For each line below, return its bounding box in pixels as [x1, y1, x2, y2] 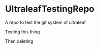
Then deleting [5, 38, 33, 44]
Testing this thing [5, 29, 40, 34]
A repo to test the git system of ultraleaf [5, 19, 86, 25]
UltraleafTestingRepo [5, 3, 95, 15]
